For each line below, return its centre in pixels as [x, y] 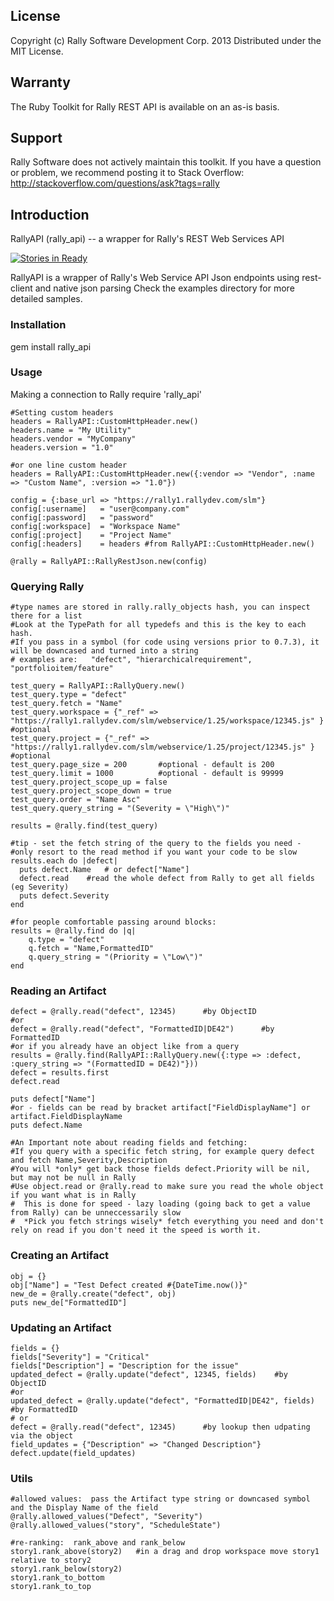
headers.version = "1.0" [62, 447]
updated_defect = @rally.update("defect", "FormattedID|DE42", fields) [162, 1401]
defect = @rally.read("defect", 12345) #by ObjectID [133, 1012]
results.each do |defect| [64, 861]
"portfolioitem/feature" [62, 669]
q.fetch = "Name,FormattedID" [91, 949]
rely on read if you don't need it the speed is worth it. [136, 1230]
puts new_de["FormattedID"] [69, 1302]
